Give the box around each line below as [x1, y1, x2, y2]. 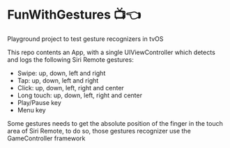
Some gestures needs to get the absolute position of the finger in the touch [7, 119, 223, 127]
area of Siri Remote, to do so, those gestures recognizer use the [7, 126, 192, 135]
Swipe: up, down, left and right [17, 69, 106, 77]
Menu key [17, 106, 47, 114]
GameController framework [7, 134, 86, 142]
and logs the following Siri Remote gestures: [7, 55, 134, 64]
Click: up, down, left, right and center [17, 83, 124, 92]
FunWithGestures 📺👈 [7, 7, 141, 23]
